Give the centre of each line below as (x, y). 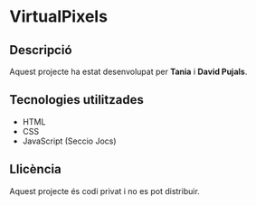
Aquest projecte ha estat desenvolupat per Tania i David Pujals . (128, 71)
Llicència (35, 169)
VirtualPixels (59, 17)
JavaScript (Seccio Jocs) (69, 141)
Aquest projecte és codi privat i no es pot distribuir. (105, 191)
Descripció (41, 50)
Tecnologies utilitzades (77, 100)
